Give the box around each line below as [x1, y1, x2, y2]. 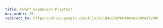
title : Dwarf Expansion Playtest [5, 7, 73, 12]
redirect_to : [5, 16, 32, 20]
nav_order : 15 [5, 11, 34, 16]
